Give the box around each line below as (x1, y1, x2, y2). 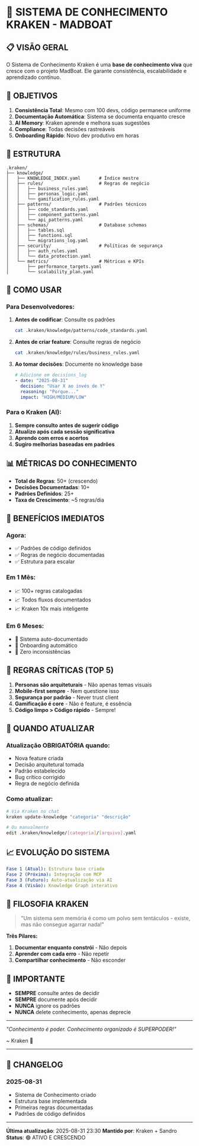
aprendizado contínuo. (6, 74, 61, 81)
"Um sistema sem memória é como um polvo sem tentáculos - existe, (20, 914, 191, 922)
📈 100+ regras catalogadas (14, 587, 83, 594)
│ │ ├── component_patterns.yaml (6, 211, 99, 217)
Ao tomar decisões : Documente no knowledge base (14, 360, 143, 368)
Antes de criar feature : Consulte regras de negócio (14, 338, 141, 346)
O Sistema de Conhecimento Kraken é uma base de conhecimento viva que (6, 61, 192, 68)
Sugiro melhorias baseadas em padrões (14, 441, 115, 448)
